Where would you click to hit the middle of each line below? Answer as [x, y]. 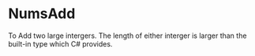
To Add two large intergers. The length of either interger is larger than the [127, 35]
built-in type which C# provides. [60, 43]
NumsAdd [42, 14]
